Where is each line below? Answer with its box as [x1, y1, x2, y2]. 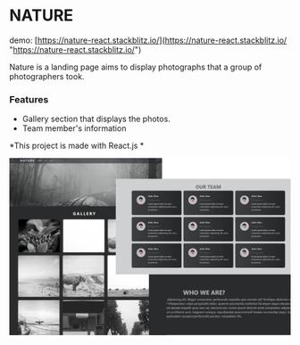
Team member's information [21, 123, 127, 134]
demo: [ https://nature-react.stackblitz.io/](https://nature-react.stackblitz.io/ [9, 35, 287, 45]
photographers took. [9, 70, 85, 81]
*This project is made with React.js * [9, 140, 145, 152]
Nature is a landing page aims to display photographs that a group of [9, 62, 262, 72]
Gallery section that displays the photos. [21, 113, 171, 125]
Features [9, 93, 49, 105]
